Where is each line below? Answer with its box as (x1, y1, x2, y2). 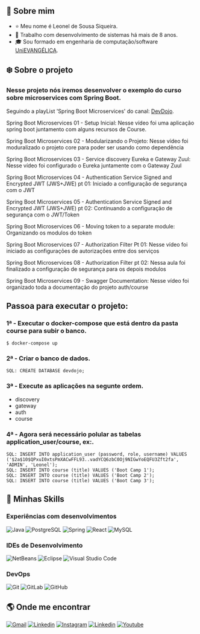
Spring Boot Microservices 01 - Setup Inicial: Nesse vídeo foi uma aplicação (6, 119, 195, 126)
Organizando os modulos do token (6, 229, 92, 236)
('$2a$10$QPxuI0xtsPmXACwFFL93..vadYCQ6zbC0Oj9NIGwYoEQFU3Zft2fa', (6, 457, 180, 463)
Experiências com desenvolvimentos (6, 512, 117, 520)
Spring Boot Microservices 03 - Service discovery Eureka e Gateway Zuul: (6, 155, 191, 163)
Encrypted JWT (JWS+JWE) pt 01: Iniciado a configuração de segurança (6, 180, 187, 187)
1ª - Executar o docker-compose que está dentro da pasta (6, 319, 179, 327)
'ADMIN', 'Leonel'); (6, 462, 58, 468)
